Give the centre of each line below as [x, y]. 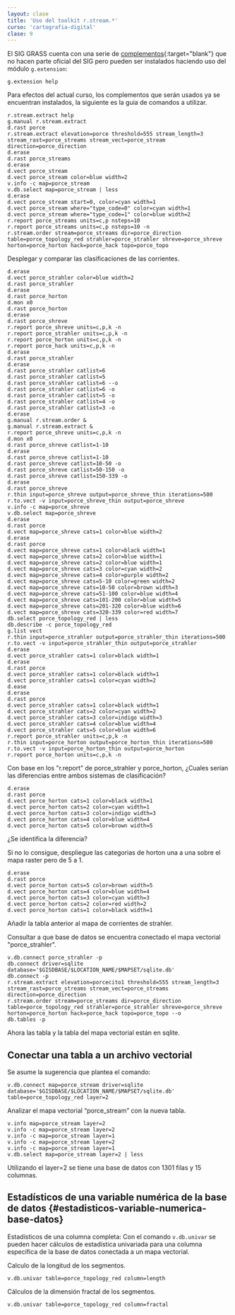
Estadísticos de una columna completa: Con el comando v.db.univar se [112, 1236]
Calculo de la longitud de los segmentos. [66, 1265]
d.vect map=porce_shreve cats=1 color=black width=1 [86, 551]
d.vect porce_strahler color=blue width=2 [71, 278]
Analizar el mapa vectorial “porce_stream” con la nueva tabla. [97, 1111]
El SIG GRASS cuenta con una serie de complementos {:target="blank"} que [117, 54]
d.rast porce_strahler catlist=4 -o [61, 402]
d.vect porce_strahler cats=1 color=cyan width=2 [82, 681]
